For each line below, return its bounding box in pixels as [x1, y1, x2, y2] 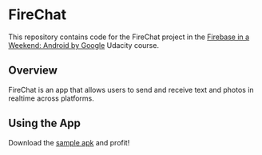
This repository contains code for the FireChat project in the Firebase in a [8, 32, 250, 42]
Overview [8, 64, 58, 77]
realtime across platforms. [8, 93, 94, 103]
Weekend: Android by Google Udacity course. [8, 40, 160, 50]
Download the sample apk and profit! [8, 137, 130, 147]
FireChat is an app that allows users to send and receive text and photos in [8, 85, 254, 94]
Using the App [8, 117, 81, 130]
